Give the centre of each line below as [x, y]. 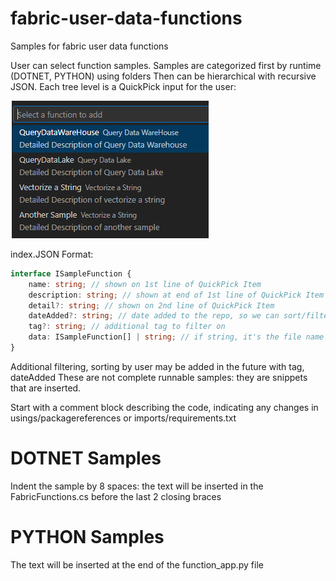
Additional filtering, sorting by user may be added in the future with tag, [157, 366]
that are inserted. [46, 388]
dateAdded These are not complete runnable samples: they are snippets [159, 377]
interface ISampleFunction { [71, 273]
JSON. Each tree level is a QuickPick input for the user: [123, 86]
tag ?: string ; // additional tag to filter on [127, 327]
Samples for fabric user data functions [89, 46]
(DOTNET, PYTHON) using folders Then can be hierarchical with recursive [163, 76]
